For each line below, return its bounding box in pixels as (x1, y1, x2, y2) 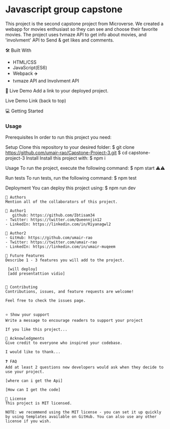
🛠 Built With (5, 47, 32, 53)
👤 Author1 (5, 208, 27, 213)
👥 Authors (5, 195, 27, 200)
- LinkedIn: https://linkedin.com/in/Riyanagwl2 (5, 222, 111, 227)
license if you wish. (5, 419, 52, 424)
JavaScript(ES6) (12, 64, 48, 70)
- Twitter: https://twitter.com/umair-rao (5, 240, 97, 245)
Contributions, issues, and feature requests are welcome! (5, 289, 134, 295)
